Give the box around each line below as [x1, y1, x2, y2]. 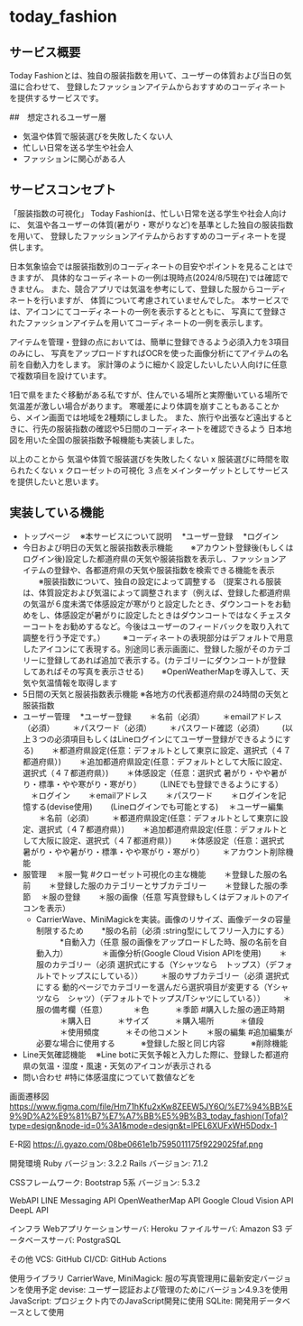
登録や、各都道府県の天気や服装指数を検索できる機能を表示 [53, 564, 275, 575]
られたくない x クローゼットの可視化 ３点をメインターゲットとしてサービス [9, 464, 289, 475]
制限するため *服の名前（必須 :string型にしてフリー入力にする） [35, 925, 289, 936]
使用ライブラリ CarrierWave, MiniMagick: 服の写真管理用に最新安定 [9, 1273, 261, 1284]
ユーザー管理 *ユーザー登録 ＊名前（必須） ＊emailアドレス [22, 710, 282, 722]
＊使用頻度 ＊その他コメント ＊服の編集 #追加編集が [60, 1026, 293, 1038]
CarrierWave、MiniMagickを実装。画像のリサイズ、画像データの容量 [35, 913, 291, 925]
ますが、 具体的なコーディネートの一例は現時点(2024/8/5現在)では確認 [16, 272, 281, 283]
